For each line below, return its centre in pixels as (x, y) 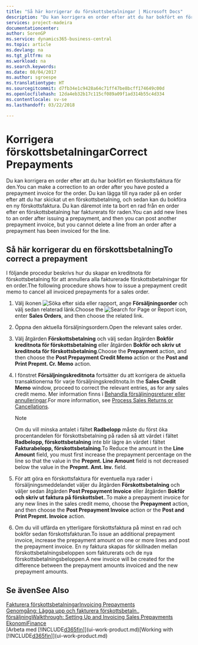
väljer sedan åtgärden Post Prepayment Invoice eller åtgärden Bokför (100, 491)
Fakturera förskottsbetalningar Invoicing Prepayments (71, 605)
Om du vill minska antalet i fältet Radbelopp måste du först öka (91, 429)
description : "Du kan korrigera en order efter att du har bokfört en (95, 17)
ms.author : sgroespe (32, 77)
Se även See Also (38, 590)
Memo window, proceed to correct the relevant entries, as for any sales (101, 388)
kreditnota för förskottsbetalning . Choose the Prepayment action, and (100, 351)
